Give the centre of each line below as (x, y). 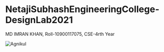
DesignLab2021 (39, 20)
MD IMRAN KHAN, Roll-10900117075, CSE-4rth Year (60, 34)
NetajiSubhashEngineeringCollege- (83, 9)
